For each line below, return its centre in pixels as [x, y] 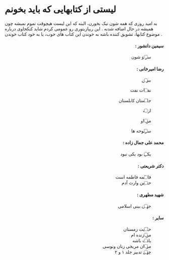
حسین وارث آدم [136, 183]
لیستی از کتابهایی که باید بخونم [61, 9]
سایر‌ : [158, 218]
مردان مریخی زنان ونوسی [127, 246]
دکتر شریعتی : [151, 166]
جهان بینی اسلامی [135, 206]
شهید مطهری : [150, 194]
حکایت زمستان [137, 229]
